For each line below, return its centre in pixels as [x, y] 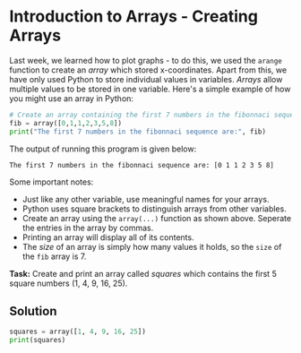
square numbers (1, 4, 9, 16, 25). [69, 283]
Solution [33, 311]
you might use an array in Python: [72, 98]
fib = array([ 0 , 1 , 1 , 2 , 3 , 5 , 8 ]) [66, 123]
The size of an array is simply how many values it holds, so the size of [152, 246]
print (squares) [38, 340]
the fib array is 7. [54, 256]
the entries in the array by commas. [88, 228]
